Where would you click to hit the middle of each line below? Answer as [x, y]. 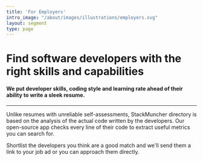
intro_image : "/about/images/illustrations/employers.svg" [82, 18]
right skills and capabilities [75, 72]
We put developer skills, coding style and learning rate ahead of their [95, 89]
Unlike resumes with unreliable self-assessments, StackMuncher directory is [101, 114]
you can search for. [30, 133]
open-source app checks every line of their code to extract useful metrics [98, 127]
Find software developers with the [94, 59]
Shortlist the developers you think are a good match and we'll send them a [99, 145]
